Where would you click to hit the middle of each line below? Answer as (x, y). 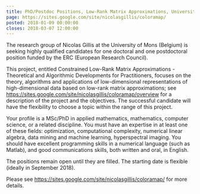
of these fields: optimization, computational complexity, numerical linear (94, 131)
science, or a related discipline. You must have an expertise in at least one (97, 125)
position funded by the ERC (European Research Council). (77, 58)
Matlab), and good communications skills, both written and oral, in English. (98, 150)
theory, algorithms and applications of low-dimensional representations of (97, 82)
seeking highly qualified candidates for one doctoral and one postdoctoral (97, 52)
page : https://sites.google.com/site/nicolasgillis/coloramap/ (86, 17)
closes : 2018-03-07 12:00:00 (42, 28)
